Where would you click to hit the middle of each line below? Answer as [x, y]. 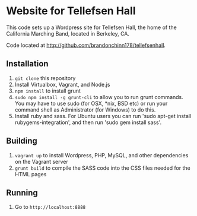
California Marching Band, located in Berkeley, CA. [68, 33]
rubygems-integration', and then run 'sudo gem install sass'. [88, 122]
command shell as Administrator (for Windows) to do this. [85, 109]
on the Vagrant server [41, 161]
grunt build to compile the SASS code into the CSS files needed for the [103, 168]
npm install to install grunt [48, 91]
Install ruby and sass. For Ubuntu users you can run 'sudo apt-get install [103, 116]
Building [22, 141]
